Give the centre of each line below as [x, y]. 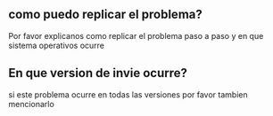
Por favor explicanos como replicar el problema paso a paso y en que [136, 35]
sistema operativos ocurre [56, 45]
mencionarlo [31, 104]
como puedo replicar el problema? [105, 15]
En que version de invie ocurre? [98, 73]
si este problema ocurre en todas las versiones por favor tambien [128, 94]
